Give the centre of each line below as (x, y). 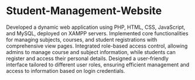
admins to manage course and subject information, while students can (91, 52)
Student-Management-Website (84, 11)
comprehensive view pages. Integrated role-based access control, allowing (97, 46)
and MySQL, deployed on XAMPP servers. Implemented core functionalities (97, 33)
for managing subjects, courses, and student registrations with (82, 39)
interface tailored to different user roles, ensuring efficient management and (98, 64)
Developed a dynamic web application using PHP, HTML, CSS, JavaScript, (96, 27)
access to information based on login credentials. (66, 71)
